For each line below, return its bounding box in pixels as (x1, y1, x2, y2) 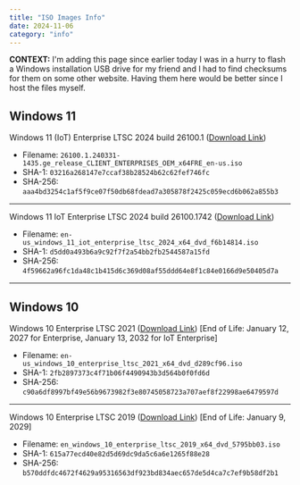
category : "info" (9, 29, 74, 38)
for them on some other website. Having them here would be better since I (9, 73, 283, 84)
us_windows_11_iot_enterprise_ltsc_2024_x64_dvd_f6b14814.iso (21, 238, 259, 247)
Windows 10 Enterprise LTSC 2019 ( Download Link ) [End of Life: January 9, (9, 412, 287, 422)
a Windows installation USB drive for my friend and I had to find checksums (9, 63, 287, 74)
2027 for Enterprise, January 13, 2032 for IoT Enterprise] (9, 332, 218, 343)
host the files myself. (9, 82, 87, 94)
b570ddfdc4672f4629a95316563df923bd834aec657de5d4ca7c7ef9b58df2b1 (21, 469, 279, 478)
